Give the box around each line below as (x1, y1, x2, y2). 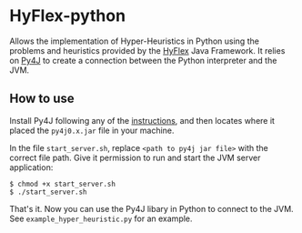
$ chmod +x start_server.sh (9, 179, 116, 188)
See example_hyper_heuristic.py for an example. (9, 213, 193, 224)
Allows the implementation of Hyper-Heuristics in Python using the (9, 35, 259, 46)
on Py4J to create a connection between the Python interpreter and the (9, 55, 277, 66)
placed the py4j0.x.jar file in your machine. (9, 125, 175, 136)
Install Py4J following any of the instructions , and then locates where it (9, 115, 276, 126)
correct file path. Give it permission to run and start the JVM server (9, 152, 261, 163)
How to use (9, 91, 75, 106)
